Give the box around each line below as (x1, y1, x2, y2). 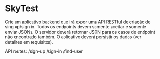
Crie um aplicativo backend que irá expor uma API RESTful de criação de (5, 19, 151, 24)
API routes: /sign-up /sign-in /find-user (5, 48, 83, 54)
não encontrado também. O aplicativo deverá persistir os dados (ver (5, 34, 142, 40)
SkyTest (5, 3, 39, 14)
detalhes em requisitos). (5, 39, 53, 45)
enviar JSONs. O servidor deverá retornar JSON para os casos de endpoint (5, 29, 155, 35)
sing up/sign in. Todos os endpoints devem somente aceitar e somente (5, 24, 147, 29)
